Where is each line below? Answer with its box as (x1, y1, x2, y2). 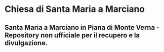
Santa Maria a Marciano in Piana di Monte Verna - (4, 23, 160, 32)
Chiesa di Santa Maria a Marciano (4, 3, 145, 15)
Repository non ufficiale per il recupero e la (4, 31, 140, 39)
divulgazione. (4, 39, 48, 47)
